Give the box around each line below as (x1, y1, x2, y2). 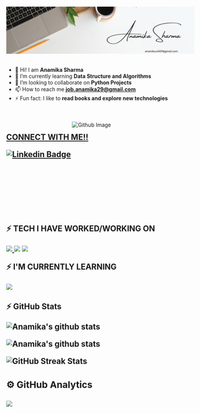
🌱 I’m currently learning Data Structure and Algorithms (14, 73, 152, 80)
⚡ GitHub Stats (6, 302, 61, 312)
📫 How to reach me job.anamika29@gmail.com (14, 86, 136, 93)
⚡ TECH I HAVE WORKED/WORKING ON (6, 224, 155, 234)
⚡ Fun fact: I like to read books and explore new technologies (14, 95, 168, 102)
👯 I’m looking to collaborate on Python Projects (14, 79, 132, 86)
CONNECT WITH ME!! (6, 132, 88, 143)
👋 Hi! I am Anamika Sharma (14, 67, 84, 73)
